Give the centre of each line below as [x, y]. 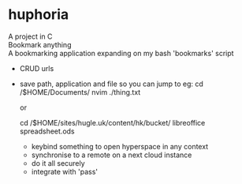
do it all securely [58, 163]
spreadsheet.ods [47, 131]
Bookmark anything [40, 44]
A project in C [30, 36]
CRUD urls [37, 68]
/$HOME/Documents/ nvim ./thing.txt [80, 92]
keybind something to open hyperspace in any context [120, 146]
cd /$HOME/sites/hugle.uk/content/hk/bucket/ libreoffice [112, 122]
